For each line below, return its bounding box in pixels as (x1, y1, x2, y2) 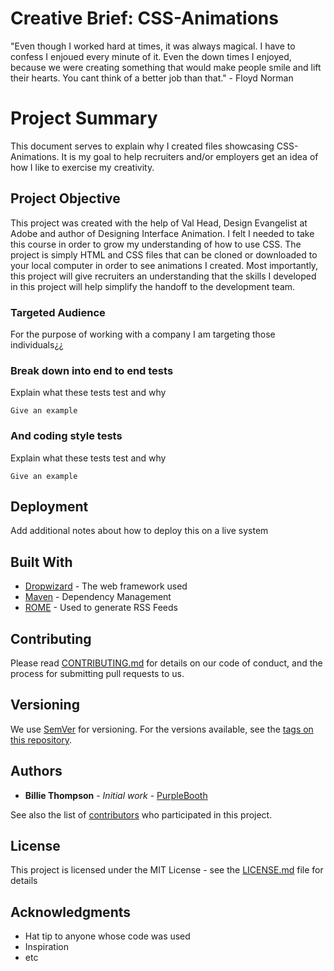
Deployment (10, 498, 89, 515)
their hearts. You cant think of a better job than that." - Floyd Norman (10, 72, 294, 84)
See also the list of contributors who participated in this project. (10, 808, 273, 821)
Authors (10, 763, 63, 780)
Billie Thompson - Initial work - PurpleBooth (24, 789, 208, 801)
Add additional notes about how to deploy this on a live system (10, 525, 269, 537)
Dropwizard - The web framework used (24, 580, 188, 592)
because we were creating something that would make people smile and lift (10, 61, 322, 73)
